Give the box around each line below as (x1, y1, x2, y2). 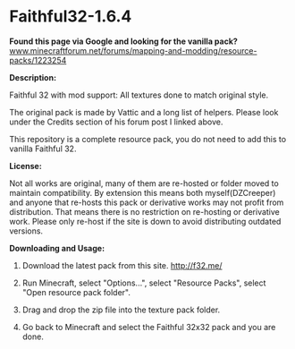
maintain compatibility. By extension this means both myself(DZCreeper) (9, 187, 276, 198)
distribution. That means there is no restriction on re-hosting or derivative (9, 206, 280, 217)
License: (9, 160, 42, 171)
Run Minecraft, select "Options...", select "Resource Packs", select (21, 277, 266, 288)
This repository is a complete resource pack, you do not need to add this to (9, 133, 287, 144)
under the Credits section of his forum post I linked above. (9, 116, 223, 127)
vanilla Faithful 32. (9, 143, 77, 154)
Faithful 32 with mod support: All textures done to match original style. (9, 89, 269, 100)
